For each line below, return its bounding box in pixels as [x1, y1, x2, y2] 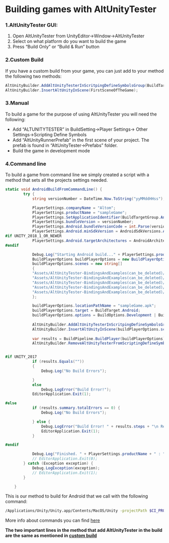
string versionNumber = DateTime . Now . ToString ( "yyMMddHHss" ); [32, 196, 165, 201]
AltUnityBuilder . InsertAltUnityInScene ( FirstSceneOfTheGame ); [5, 87, 138, 93]
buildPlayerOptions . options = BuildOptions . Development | [32, 313, 156, 318]
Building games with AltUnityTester [5, 4, 157, 15]
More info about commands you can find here [5, 517, 100, 523]
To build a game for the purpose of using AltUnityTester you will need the [5, 111, 157, 117]
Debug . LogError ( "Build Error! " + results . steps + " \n [41, 424, 158, 429]
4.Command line [5, 160, 46, 167]
